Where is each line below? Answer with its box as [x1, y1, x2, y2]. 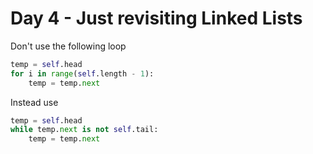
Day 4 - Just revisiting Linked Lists [10, 7, 303, 30]
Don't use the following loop [10, 40, 127, 52]
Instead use [10, 96, 59, 108]
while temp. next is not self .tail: [10, 125, 159, 135]
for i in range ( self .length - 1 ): [10, 68, 155, 79]
